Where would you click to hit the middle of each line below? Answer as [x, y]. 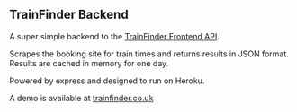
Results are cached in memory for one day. [89, 63]
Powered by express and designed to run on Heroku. [107, 81]
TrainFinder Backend [69, 15]
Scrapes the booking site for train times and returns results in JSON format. [149, 54]
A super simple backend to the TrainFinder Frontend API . [115, 36]
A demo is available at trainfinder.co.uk [81, 98]
